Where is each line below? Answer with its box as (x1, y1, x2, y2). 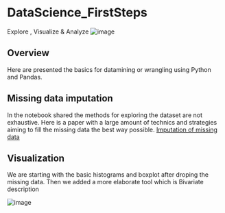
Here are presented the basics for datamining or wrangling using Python (7, 65, 211, 73)
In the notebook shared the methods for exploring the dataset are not (7, 111, 202, 119)
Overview (7, 47, 50, 59)
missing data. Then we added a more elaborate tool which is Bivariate (7, 178, 204, 186)
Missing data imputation (7, 92, 113, 104)
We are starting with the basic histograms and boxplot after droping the (7, 171, 209, 179)
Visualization (7, 152, 65, 164)
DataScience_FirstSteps (7, 5, 147, 21)
